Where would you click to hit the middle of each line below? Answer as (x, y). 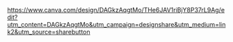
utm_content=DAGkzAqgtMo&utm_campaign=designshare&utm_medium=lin (116, 24)
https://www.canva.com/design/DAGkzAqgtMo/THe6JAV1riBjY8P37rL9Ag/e (116, 10)
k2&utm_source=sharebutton (49, 32)
